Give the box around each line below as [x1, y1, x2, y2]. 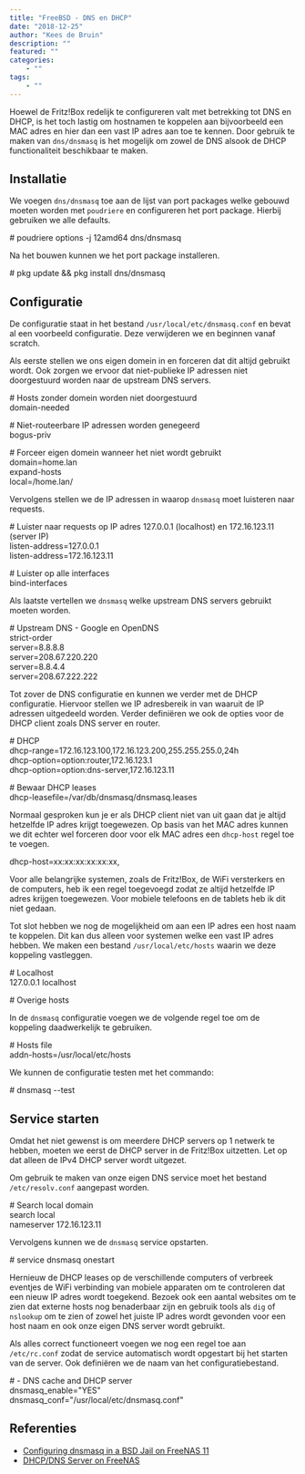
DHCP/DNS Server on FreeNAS [22, 1455, 140, 1466]
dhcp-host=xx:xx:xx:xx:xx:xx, [9, 856, 120, 867]
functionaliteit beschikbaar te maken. [9, 145, 148, 156]
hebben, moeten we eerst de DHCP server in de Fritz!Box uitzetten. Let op [9, 1145, 288, 1156]
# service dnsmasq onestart [9, 1254, 116, 1265]
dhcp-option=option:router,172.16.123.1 [9, 755, 153, 766]
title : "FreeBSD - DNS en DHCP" [9, 13, 132, 23]
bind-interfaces [9, 578, 68, 589]
